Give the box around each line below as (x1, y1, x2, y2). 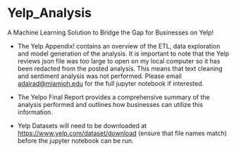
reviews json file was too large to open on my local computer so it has (17, 56, 221, 65)
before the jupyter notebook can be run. (17, 136, 134, 145)
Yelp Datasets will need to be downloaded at (17, 121, 147, 129)
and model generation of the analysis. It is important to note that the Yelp (17, 49, 230, 58)
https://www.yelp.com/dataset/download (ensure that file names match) (17, 129, 228, 137)
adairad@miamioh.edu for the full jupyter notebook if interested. (17, 79, 204, 87)
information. (17, 108, 53, 116)
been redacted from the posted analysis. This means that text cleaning (17, 64, 223, 72)
